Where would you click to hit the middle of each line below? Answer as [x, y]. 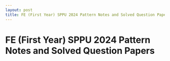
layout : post [19, 10]
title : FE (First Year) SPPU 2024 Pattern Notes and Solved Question [80, 15]
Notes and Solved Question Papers [80, 51]
